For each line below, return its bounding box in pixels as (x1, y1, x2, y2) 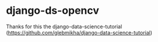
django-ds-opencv (6, 4, 100, 17)
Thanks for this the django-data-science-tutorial (6, 23, 122, 30)
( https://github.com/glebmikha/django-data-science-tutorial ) (6, 29, 153, 36)
